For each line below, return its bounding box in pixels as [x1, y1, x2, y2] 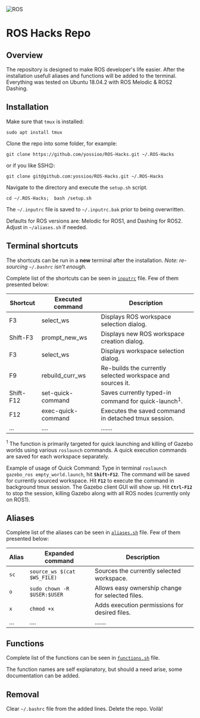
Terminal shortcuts [6, 241, 79, 251]
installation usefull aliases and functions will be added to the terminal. [6, 72, 177, 79]
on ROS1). [6, 496, 31, 503]
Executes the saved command [101, 407, 186, 415]
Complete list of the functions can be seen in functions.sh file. [6, 654, 160, 661]
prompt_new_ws [41, 333, 87, 342]
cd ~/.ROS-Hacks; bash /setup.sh [6, 195, 92, 201]
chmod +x [29, 605, 55, 613]
